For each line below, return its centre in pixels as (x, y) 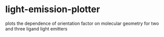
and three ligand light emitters (36, 28)
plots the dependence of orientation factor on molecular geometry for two (82, 23)
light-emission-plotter (53, 9)
